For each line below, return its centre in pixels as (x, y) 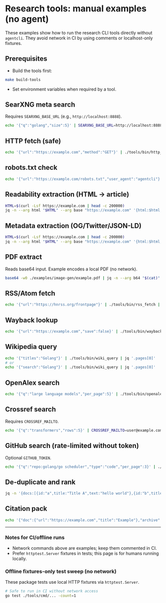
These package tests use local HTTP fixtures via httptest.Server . (72, 582)
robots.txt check (31, 168)
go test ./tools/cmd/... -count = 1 (41, 596)
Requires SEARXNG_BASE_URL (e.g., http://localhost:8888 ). (63, 116)
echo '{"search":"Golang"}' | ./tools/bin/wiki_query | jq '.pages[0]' (80, 367)
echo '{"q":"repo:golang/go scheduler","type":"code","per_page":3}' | (80, 467)
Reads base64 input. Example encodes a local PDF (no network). (71, 269)
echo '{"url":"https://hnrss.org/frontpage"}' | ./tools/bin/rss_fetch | (83, 305)
